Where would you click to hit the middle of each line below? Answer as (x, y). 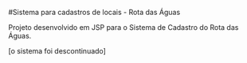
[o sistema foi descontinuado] (57, 51)
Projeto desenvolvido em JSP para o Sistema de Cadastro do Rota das (123, 27)
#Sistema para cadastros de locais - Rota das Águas (94, 12)
